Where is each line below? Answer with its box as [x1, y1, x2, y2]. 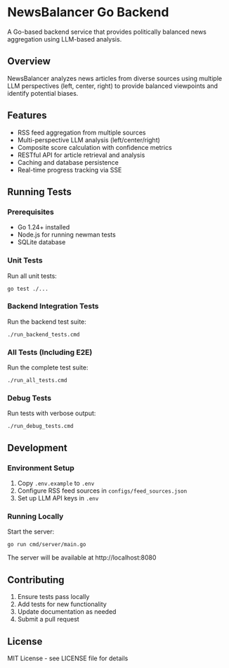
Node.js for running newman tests [17, 230, 116, 239]
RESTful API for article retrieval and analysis [17, 151, 145, 159]
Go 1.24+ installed [17, 223, 70, 232]
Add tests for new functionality [17, 600, 107, 609]
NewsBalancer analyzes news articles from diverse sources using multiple [7, 74, 223, 82]
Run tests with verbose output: [7, 409, 96, 417]
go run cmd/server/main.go [7, 541, 86, 548]
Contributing [7, 574, 65, 586]
